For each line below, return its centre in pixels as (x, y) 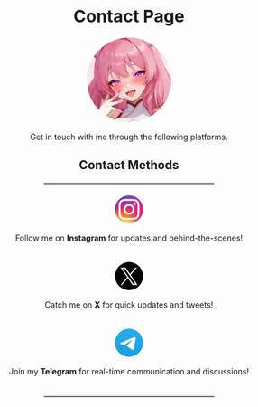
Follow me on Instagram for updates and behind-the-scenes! (129, 238)
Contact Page (129, 16)
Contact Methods (129, 165)
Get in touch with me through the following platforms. (129, 137)
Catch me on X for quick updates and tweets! (129, 304)
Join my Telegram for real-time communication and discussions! (129, 371)
